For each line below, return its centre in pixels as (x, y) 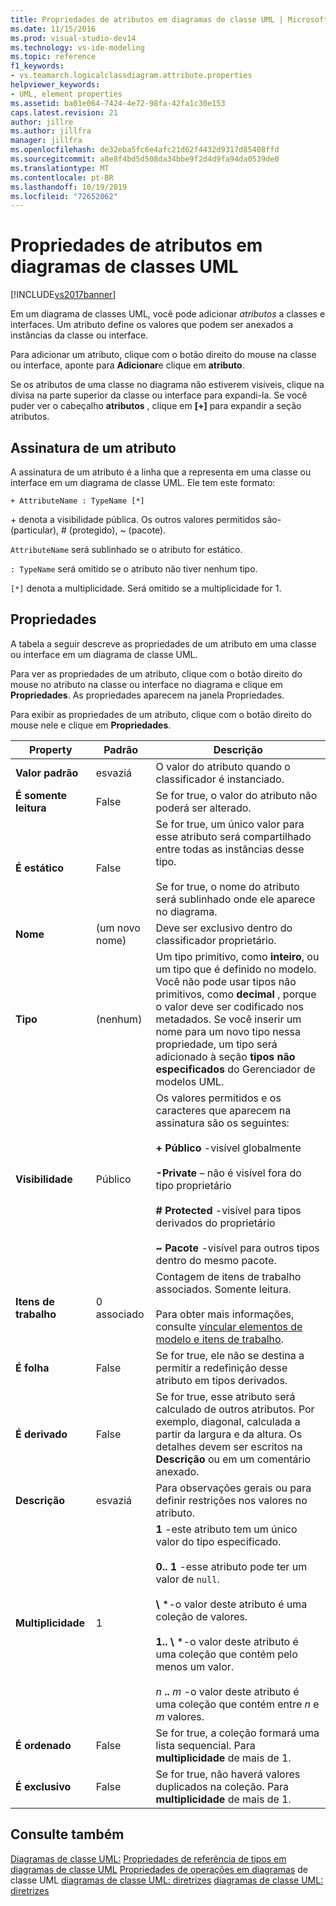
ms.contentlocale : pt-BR (62, 177)
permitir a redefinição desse (221, 1368)
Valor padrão (47, 773)
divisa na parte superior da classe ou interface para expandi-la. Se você (159, 395)
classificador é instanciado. (220, 779)
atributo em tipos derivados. (221, 1380)
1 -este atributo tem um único (226, 1529)
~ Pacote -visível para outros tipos (237, 1248)
